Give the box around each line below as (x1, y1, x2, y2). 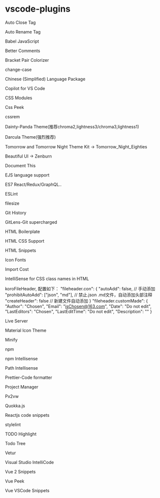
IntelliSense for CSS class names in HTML (5, 276, 89, 282)
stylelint (5, 422, 21, 427)
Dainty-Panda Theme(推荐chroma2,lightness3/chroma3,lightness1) (5, 124, 140, 129)
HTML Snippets (5, 247, 36, 253)
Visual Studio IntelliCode (5, 459, 54, 465)
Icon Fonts (5, 257, 26, 263)
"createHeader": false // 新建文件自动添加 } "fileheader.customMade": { (5, 298, 148, 303)
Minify (5, 337, 18, 342)
